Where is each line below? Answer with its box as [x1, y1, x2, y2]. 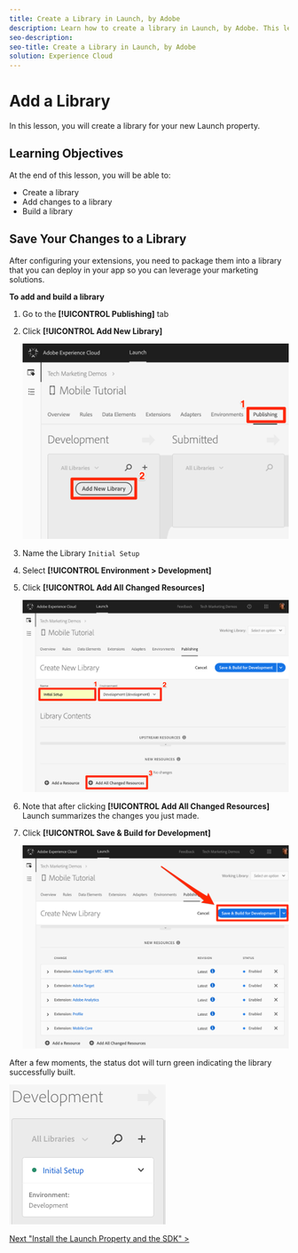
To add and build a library [9, 291, 105, 302]
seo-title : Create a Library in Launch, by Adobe [9, 43, 197, 52]
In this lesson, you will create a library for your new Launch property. [9, 121, 260, 131]
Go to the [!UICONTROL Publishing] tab [21, 308, 169, 319]
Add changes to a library [21, 196, 113, 207]
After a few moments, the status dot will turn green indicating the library [9, 1058, 272, 1068]
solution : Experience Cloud [9, 52, 114, 61]
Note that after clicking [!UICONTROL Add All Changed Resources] [21, 800, 271, 812]
